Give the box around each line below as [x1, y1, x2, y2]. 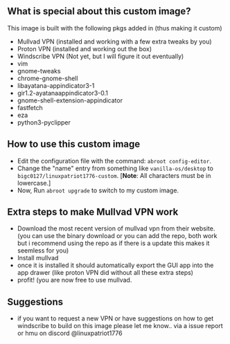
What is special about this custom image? [7, 6, 192, 17]
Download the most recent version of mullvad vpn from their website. [17, 224, 215, 233]
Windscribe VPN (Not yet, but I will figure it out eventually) [17, 52, 184, 60]
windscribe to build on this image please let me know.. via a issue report [17, 322, 223, 330]
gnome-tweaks [17, 66, 61, 75]
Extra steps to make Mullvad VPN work [7, 206, 179, 218]
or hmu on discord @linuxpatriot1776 [17, 329, 123, 338]
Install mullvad [17, 254, 59, 262]
